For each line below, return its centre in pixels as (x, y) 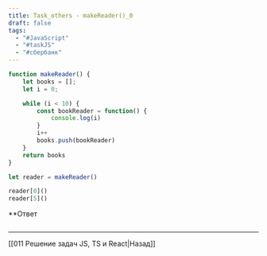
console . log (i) (76, 118)
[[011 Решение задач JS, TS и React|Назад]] (82, 244)
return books (44, 155)
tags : (17, 30)
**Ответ (23, 214)
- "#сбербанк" (39, 52)
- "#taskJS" (35, 45)
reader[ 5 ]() (28, 199)
